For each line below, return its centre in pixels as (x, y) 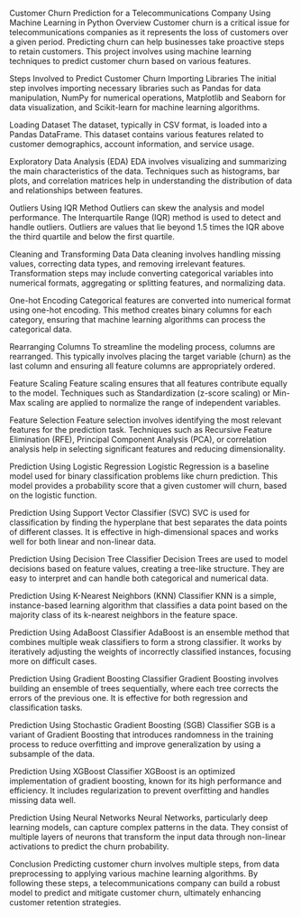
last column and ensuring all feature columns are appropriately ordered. (142, 366)
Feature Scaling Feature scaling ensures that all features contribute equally (149, 384)
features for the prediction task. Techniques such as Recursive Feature (141, 430)
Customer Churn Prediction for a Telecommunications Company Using (140, 13)
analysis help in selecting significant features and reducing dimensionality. (147, 449)
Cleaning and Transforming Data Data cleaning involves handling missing (145, 254)
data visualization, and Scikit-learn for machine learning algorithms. (135, 107)
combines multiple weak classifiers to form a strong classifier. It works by (146, 642)
